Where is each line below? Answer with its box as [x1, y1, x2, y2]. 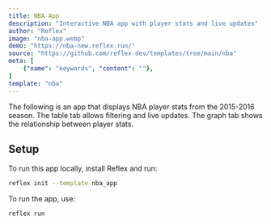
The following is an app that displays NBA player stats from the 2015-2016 [8, 102, 255, 112]
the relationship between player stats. [8, 119, 134, 129]
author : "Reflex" [8, 27, 67, 35]
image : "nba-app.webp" [8, 34, 85, 43]
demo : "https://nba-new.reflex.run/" [8, 42, 136, 50]
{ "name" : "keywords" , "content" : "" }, [23, 65, 154, 73]
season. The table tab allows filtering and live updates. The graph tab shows [8, 110, 263, 120]
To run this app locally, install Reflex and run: [8, 163, 158, 174]
